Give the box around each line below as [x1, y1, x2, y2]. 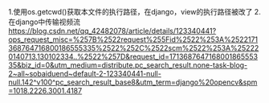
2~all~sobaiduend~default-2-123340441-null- [8, 69, 162, 78]
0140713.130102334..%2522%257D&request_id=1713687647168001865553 [8, 51, 259, 61]
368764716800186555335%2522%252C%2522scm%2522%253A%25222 [8, 43, 259, 52]
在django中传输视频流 [8, 17, 81, 27]
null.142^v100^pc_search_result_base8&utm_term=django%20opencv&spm [8, 77, 258, 87]
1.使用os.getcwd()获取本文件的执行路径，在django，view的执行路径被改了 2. [8, 7, 261, 16]
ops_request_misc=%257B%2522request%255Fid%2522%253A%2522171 [8, 35, 259, 44]
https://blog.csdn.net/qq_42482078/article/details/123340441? [8, 27, 217, 35]
